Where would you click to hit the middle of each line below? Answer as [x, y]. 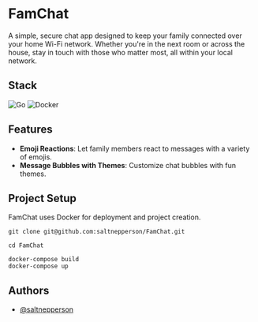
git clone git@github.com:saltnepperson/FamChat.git [97, 232]
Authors [29, 290]
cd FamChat [26, 245]
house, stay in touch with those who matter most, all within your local [121, 52]
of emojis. [36, 157]
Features [30, 130]
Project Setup [43, 198]
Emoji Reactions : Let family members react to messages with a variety [135, 148]
